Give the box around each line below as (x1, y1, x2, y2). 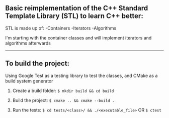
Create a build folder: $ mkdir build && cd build (12, 87, 114, 93)
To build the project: (5, 59, 69, 68)
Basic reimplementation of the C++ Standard (5, 4, 148, 12)
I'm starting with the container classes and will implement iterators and (5, 34, 152, 40)
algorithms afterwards (5, 40, 51, 46)
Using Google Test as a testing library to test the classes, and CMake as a (5, 72, 158, 78)
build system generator (5, 77, 54, 84)
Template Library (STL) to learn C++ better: (5, 12, 143, 20)
